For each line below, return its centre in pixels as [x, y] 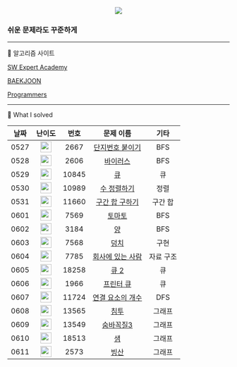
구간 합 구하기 [117, 202]
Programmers [27, 94]
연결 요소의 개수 [117, 297]
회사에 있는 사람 [117, 256]
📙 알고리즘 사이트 [31, 54]
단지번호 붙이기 [117, 147]
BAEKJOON [24, 81]
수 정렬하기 [117, 188]
